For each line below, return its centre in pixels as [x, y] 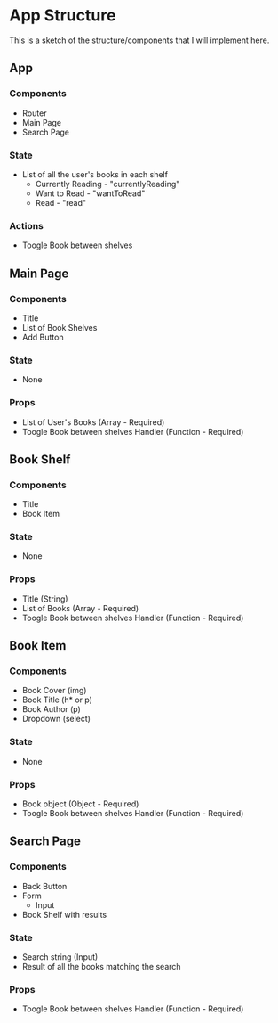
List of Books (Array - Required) [80, 608]
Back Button [44, 886]
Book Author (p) [52, 709]
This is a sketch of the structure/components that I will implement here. [139, 40]
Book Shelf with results [64, 914]
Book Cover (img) [54, 691]
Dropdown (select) [56, 719]
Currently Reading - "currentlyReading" [107, 184]
